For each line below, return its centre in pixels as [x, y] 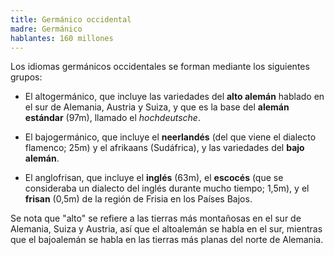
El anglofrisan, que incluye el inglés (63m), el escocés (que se [154, 178]
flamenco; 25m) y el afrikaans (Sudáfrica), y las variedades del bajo [164, 148]
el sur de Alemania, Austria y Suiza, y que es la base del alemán [157, 107]
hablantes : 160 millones [62, 38]
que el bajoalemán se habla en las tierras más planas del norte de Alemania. [167, 240]
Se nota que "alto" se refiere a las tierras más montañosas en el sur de [156, 218]
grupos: [26, 77]
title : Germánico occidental [71, 19]
